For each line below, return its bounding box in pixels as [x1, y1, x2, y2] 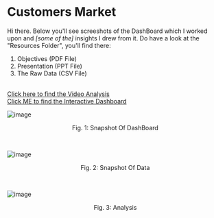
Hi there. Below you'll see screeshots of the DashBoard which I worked [7, 27, 208, 35]
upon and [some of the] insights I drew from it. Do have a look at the [7, 34, 200, 42]
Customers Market [7, 4, 117, 20]
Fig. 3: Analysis [93, 203, 137, 211]
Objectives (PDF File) [16, 54, 78, 62]
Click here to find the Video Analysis [7, 90, 110, 98]
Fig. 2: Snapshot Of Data [80, 163, 150, 171]
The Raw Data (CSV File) [16, 69, 87, 77]
